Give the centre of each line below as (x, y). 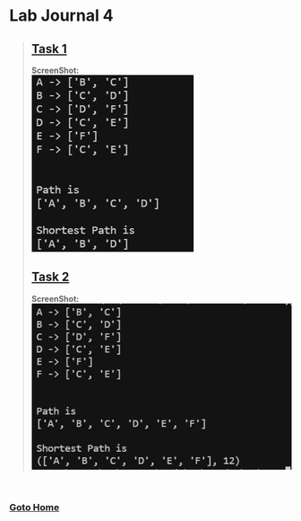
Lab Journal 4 (61, 16)
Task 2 (50, 277)
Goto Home (34, 507)
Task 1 (49, 49)
